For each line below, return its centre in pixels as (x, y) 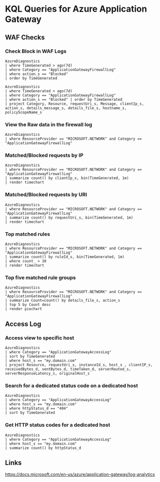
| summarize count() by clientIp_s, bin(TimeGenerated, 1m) (67, 178)
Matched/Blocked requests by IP (44, 155)
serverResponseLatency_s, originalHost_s (48, 373)
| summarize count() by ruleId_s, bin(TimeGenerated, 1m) (65, 257)
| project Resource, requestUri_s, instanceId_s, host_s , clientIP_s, (79, 365)
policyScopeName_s (24, 112)
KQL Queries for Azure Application (76, 9)
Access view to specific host (40, 338)
